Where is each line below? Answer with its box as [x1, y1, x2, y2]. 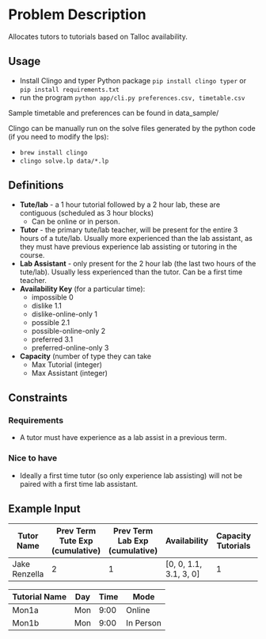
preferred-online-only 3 [31, 342, 109, 352]
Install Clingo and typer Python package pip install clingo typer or [19, 75, 247, 85]
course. [19, 250, 45, 259]
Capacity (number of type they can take [19, 351, 152, 361]
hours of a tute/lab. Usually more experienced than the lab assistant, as [19, 233, 253, 243]
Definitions [8, 178, 64, 192]
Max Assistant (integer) [31, 368, 108, 377]
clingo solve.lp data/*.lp [19, 157, 109, 165]
